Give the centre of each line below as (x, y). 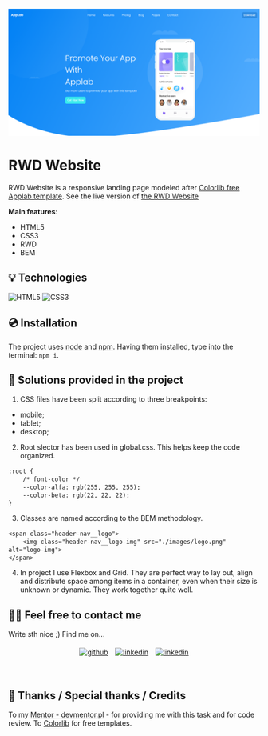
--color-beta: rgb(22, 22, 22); (76, 496)
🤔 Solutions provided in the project (96, 380)
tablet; (30, 423)
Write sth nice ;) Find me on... (57, 634)
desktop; (34, 432)
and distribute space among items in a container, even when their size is (138, 582)
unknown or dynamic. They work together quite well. (106, 590)
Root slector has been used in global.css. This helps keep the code (130, 447)
